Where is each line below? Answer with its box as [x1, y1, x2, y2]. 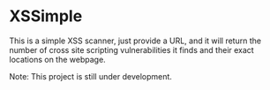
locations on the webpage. [9, 54, 106, 64]
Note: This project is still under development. [9, 71, 172, 81]
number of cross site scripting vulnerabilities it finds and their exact [9, 44, 254, 55]
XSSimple [9, 6, 83, 26]
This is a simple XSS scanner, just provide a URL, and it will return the [9, 35, 262, 46]
